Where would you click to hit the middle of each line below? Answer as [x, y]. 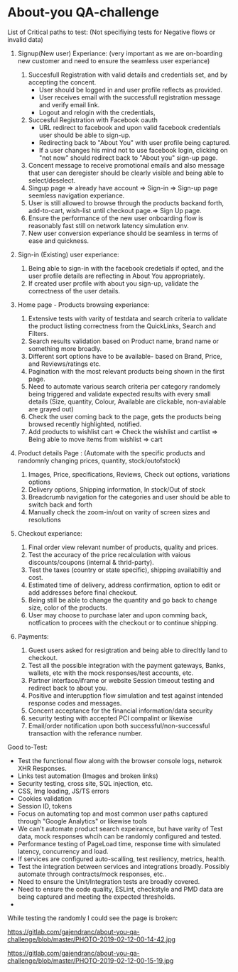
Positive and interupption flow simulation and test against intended [126, 695]
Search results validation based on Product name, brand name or [123, 341]
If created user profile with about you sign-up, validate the [113, 283]
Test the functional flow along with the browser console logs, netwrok [120, 760]
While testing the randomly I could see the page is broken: [93, 918]
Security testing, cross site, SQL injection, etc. [85, 783]
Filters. [38, 333]
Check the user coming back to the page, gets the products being [125, 416]
